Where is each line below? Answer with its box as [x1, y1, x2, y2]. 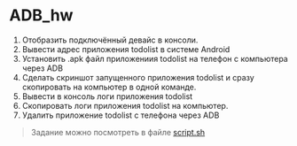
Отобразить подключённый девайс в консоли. [21, 35, 199, 45]
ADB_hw [9, 5, 74, 26]
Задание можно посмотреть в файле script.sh [30, 127, 206, 137]
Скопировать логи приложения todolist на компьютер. [21, 100, 229, 111]
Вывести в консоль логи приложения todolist [21, 90, 193, 102]
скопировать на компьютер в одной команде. [21, 81, 197, 92]
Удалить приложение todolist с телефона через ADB [21, 110, 220, 120]
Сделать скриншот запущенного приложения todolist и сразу [21, 72, 254, 82]
